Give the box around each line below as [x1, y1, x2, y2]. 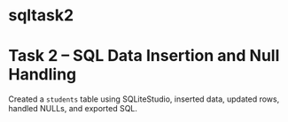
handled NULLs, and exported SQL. [8, 103, 138, 114]
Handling [8, 65, 77, 85]
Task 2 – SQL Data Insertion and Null [8, 46, 280, 66]
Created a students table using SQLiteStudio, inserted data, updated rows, [8, 94, 280, 104]
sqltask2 [8, 5, 74, 26]
